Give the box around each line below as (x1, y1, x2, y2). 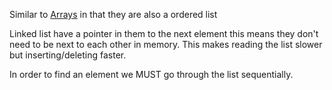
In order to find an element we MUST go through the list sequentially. (9, 69, 294, 80)
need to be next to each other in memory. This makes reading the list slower (9, 39, 323, 50)
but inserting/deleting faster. (9, 49, 127, 61)
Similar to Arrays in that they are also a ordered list (9, 9, 218, 20)
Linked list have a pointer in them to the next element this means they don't (9, 28, 319, 39)
